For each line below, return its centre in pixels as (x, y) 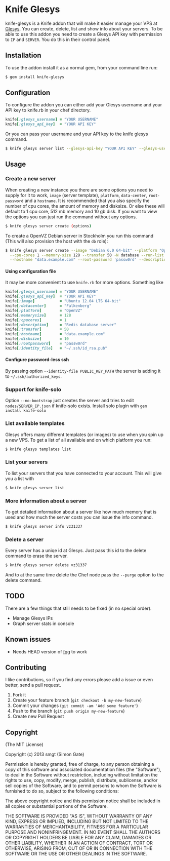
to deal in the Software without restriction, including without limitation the (81, 775)
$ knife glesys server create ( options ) (49, 226)
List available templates (35, 423)
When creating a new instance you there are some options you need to (79, 190)
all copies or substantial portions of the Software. (56, 806)
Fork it (19, 695)
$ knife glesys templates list (38, 449)
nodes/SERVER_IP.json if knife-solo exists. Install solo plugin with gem (76, 406)
